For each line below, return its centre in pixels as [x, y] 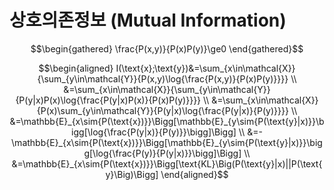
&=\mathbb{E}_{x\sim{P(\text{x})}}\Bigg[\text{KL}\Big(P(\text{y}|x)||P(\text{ [167, 163]
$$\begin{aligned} [76, 68]
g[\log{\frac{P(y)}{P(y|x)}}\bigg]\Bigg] [162, 153]
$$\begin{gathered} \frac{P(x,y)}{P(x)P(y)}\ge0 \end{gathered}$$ [167, 48]
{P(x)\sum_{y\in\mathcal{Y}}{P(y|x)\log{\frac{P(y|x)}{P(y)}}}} [162, 110]
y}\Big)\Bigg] [132, 174]
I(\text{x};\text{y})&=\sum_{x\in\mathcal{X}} [205, 68]
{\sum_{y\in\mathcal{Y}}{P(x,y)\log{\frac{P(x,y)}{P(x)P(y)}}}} [163, 78]
